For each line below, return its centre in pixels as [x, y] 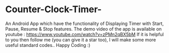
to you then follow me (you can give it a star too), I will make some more [81, 40]
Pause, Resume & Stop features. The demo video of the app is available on [83, 29]
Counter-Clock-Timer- [53, 9]
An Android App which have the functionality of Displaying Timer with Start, [84, 23]
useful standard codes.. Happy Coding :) [48, 45]
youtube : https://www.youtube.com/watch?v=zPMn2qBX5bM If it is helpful [84, 34]
